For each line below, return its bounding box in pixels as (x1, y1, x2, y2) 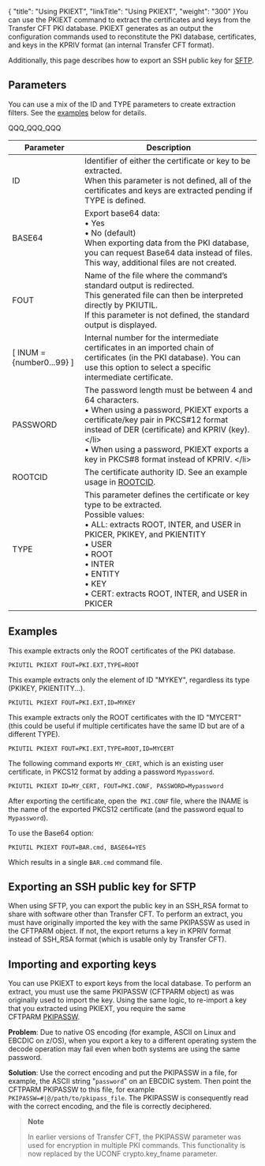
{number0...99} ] (12, 357, 75, 368)
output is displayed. (84, 319, 158, 330)
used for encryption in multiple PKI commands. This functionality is (27, 1141, 246, 1150)
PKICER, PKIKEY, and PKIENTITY (84, 529, 207, 540)
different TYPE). (8, 729, 61, 738)
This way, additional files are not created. (84, 257, 237, 268)
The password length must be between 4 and (84, 384, 253, 395)
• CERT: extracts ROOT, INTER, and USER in (84, 588, 248, 599)
